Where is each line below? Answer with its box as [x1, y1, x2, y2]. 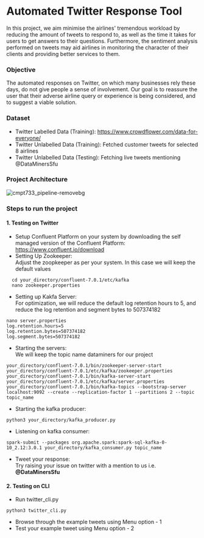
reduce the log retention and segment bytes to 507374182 [15, 306, 161, 313]
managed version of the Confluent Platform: [15, 239, 126, 246]
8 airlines [15, 147, 38, 155]
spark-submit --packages [6, 439, 69, 445]
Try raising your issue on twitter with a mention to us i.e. [15, 461, 157, 469]
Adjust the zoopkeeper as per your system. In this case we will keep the [15, 259, 196, 266]
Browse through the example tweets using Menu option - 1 [15, 519, 162, 526]
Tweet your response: [15, 455, 70, 463]
